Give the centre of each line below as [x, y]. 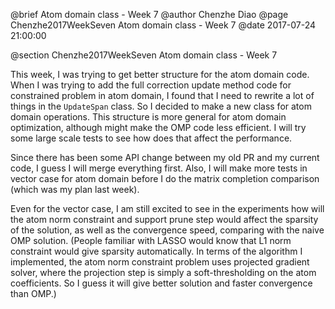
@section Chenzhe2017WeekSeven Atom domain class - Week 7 [144, 55]
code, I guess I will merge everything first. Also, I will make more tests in [159, 168]
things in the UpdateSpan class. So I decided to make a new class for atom [161, 106]
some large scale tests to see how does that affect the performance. [151, 138]
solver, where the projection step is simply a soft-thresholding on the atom [163, 272]
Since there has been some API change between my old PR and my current [165, 157]
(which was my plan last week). [75, 189]
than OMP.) [33, 293]
